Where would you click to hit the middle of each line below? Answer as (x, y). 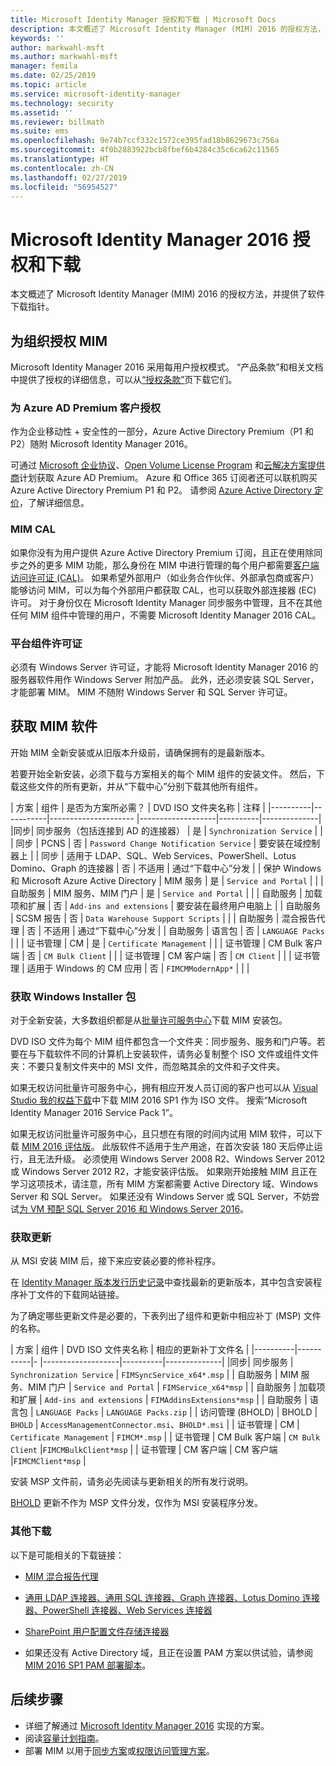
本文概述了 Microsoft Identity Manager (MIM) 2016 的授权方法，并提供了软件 (168, 294)
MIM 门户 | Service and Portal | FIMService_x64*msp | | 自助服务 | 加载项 (176, 1387)
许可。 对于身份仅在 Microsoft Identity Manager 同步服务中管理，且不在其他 (166, 602)
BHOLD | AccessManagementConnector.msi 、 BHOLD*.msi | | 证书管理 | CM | (155, 1425)
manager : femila (44, 66)
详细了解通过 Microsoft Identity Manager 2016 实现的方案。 (147, 1725)
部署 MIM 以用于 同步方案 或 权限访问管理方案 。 (119, 1750)
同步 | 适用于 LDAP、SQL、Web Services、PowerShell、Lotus (169, 855)
